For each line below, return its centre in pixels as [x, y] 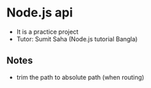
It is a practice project [47, 32]
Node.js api [40, 13]
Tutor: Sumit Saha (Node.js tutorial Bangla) [77, 38]
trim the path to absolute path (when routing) [80, 77]
